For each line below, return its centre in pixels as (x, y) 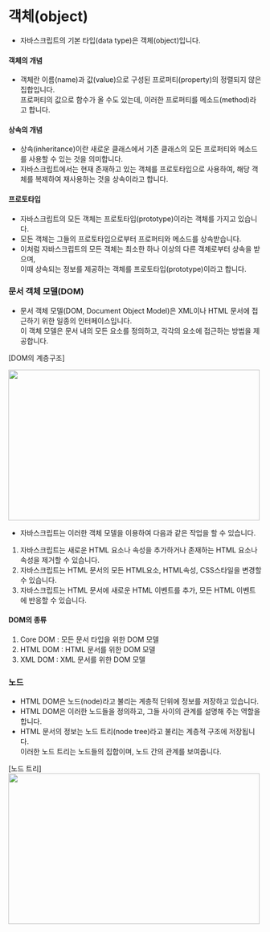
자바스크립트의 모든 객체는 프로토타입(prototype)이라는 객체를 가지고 (128, 219)
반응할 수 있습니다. (57, 600)
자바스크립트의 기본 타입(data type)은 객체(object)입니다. (110, 40)
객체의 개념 (25, 60)
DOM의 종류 (27, 620)
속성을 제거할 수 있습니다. (60, 560)
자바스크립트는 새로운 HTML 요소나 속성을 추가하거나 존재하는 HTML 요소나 (139, 550)
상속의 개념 (25, 129)
